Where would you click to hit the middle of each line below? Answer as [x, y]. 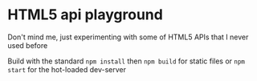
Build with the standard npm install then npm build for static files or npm [126, 61]
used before [28, 45]
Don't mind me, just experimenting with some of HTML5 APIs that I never [128, 37]
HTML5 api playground [86, 15]
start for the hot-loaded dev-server [67, 69]
